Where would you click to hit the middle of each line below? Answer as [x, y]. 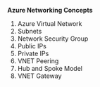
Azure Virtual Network [50, 24]
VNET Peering [38, 61]
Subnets [30, 31]
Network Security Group [53, 39]
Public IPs [32, 46]
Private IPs [33, 53]
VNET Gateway [39, 76]
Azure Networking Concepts [50, 10]
